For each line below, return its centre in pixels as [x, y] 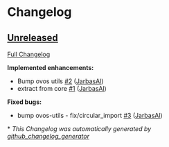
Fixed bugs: [25, 102]
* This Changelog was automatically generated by [79, 129]
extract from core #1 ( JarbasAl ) [62, 88]
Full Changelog [29, 54]
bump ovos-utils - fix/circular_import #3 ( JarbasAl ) [90, 115]
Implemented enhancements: [51, 68]
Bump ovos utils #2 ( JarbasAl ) [60, 81]
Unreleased [33, 38]
